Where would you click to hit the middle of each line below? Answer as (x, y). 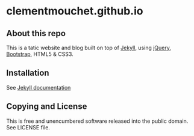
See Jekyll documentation (39, 87)
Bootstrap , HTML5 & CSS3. (40, 54)
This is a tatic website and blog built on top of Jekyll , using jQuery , (89, 48)
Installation (28, 73)
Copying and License (47, 107)
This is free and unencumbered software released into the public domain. (97, 121)
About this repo (36, 33)
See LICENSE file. (28, 127)
